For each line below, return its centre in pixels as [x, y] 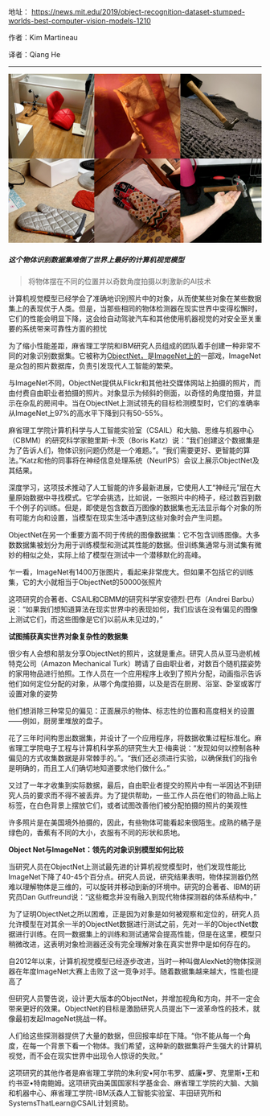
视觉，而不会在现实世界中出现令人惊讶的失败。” [86, 1056]
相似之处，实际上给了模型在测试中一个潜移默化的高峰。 [114, 554]
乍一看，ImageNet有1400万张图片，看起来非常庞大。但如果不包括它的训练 [131, 572]
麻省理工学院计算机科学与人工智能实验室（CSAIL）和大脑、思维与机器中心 [131, 430]
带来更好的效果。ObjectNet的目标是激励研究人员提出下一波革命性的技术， [131, 1008]
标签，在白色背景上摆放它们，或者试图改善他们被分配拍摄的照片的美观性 [128, 805]
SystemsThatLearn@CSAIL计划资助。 [71, 1103]
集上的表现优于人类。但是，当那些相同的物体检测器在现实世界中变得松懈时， [135, 308]
